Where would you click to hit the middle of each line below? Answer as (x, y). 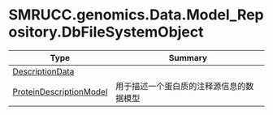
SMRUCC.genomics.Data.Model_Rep (136, 15)
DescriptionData (43, 71)
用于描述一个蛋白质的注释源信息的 (180, 86)
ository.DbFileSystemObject (106, 32)
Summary (188, 57)
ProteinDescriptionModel (60, 92)
